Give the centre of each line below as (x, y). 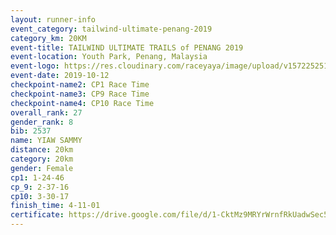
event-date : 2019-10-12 (60, 76)
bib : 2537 (31, 131)
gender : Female (42, 168)
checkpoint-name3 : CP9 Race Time (80, 94)
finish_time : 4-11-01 (55, 206)
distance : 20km (42, 150)
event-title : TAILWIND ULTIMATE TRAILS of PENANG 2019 (127, 47)
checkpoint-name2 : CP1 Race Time (80, 85)
